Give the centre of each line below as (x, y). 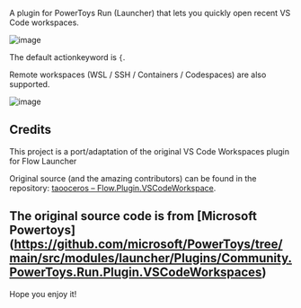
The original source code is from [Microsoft (133, 216)
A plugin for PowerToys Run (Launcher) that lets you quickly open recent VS (150, 13)
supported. (30, 84)
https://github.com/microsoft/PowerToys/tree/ (148, 245)
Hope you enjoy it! (43, 294)
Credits (31, 130)
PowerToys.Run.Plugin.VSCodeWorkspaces (136, 273)
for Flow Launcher (43, 161)
